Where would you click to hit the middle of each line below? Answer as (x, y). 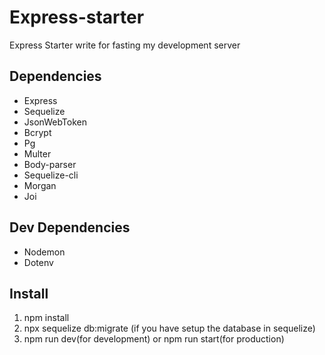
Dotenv (38, 262)
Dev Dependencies (70, 227)
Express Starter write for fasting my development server (125, 45)
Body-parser (50, 164)
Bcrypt (37, 132)
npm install (46, 318)
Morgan (40, 185)
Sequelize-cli (51, 175)
